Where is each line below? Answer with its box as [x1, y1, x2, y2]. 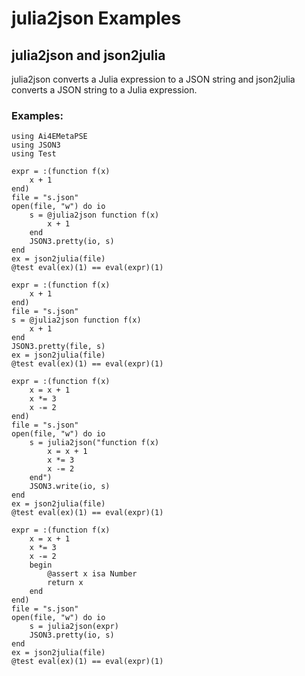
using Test [11, 149, 57, 159]
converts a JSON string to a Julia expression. [11, 84, 198, 96]
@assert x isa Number [47, 569, 138, 579]
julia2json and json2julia [11, 47, 166, 64]
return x [47, 578, 84, 588]
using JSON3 [11, 140, 61, 151]
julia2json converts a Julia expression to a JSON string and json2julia [11, 73, 296, 85]
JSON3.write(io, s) [29, 482, 111, 492]
